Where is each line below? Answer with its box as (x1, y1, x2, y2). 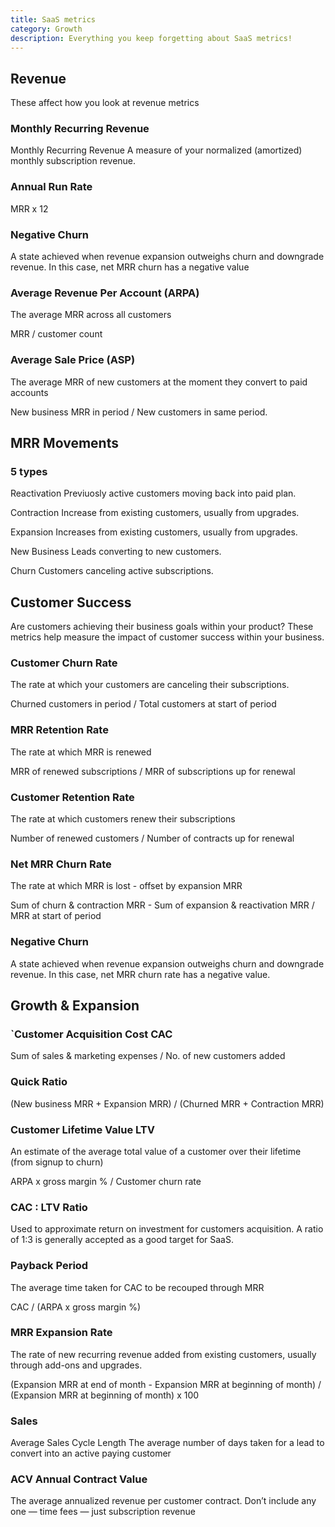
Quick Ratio (10, 1075, 68, 1089)
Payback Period (10, 1259, 89, 1273)
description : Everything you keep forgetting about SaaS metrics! (10, 33, 293, 43)
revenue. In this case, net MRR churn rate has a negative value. (10, 968, 271, 980)
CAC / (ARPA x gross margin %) (10, 1301, 142, 1313)
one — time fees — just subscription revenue (10, 1506, 196, 1518)
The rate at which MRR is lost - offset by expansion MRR (10, 880, 243, 892)
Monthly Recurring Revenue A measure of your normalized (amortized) (10, 144, 303, 156)
